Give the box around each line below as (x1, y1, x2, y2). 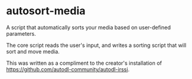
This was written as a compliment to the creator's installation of (6, 59, 162, 67)
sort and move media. (6, 48, 60, 55)
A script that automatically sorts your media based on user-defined (6, 24, 171, 31)
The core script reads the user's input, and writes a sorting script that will (6, 42, 187, 49)
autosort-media (6, 4, 86, 18)
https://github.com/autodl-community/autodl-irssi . (6, 65, 130, 72)
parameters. (6, 30, 36, 37)
